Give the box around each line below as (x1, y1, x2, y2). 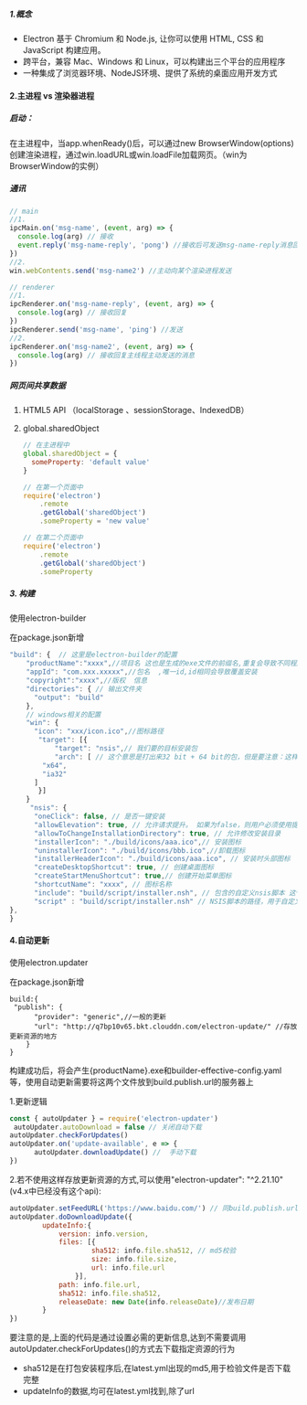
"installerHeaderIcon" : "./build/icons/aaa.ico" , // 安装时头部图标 (33, 855, 291, 864)
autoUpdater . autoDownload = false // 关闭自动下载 (13, 1123, 203, 1132)
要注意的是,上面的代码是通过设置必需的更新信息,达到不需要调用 (9, 1332, 247, 1343)
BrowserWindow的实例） (9, 160, 104, 171)
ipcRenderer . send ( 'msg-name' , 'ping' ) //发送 (9, 325, 184, 334)
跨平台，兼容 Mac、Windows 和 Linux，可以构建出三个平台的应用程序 (22, 56, 286, 67)
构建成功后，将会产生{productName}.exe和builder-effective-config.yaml (9, 1065, 282, 1076)
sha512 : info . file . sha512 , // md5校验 (90, 1246, 237, 1256)
